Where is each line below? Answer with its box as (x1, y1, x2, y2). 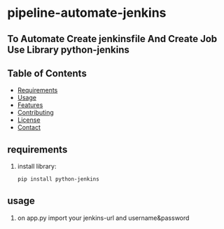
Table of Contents (7, 67, 87, 79)
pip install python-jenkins (17, 176, 99, 183)
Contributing (17, 109, 54, 117)
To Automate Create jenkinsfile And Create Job (7, 33, 218, 45)
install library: (17, 162, 57, 171)
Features (17, 101, 43, 109)
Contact (17, 123, 41, 132)
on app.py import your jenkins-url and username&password (17, 214, 190, 222)
